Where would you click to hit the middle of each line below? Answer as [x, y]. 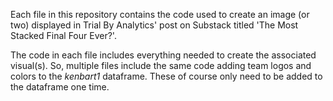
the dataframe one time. [60, 87]
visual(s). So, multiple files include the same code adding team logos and [161, 65]
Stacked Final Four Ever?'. [63, 35]
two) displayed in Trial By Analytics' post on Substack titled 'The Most [154, 25]
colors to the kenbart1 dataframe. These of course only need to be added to [166, 76]
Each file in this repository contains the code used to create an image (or [160, 14]
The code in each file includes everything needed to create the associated [163, 55]
